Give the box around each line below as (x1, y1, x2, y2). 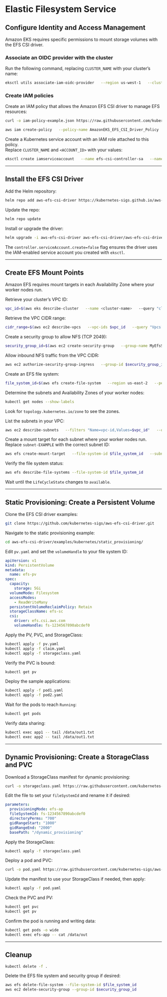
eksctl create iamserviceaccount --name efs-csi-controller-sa (5, 157, 143, 162)
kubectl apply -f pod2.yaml (5, 693, 64, 698)
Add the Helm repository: (5, 188, 57, 194)
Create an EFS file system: (5, 371, 60, 377)
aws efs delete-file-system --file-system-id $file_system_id (5, 983, 137, 988)
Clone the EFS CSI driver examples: (5, 511, 78, 517)
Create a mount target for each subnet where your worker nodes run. (5, 436, 147, 442)
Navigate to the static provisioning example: (5, 530, 95, 536)
